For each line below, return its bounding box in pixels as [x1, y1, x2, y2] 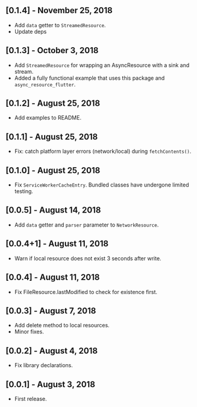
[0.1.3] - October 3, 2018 [5, 45, 99, 56]
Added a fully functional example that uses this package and [14, 74, 165, 82]
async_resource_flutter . [14, 80, 76, 88]
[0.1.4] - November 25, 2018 [5, 5, 113, 16]
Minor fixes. [14, 328, 45, 335]
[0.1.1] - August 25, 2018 [5, 132, 98, 142]
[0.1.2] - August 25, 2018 [5, 98, 101, 109]
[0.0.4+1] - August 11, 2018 [5, 239, 109, 249]
